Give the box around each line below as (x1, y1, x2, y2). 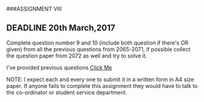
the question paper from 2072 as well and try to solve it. (6, 52, 148, 59)
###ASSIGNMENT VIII (6, 5, 62, 12)
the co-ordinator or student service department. (6, 89, 127, 96)
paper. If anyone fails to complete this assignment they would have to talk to (6, 82, 198, 89)
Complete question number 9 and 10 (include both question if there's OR (6, 39, 189, 46)
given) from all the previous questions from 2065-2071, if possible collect (6, 45, 191, 53)
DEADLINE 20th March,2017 (6, 23, 115, 33)
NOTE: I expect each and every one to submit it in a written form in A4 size (6, 76, 194, 83)
